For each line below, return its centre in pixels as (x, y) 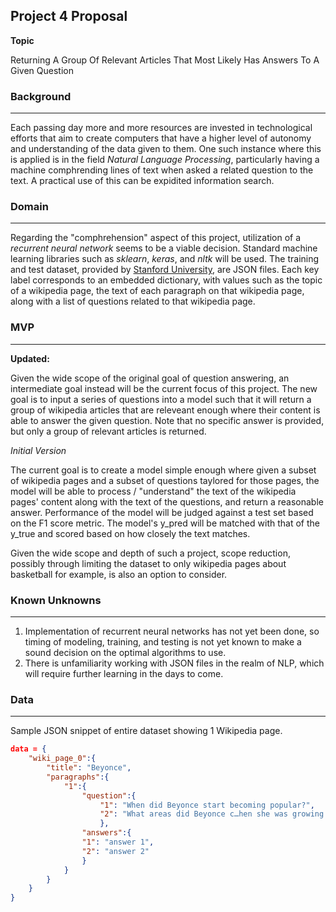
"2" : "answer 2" (115, 851)
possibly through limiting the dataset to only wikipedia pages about (148, 563)
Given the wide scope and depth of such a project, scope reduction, (150, 553)
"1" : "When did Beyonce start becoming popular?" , (207, 805)
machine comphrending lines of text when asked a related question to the (162, 170)
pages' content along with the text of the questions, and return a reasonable (167, 501)
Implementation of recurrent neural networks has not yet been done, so (172, 631)
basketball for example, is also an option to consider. (119, 574)
